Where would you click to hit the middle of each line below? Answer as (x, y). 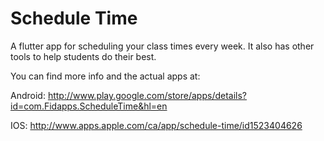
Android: (28, 95)
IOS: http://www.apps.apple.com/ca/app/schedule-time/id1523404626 (156, 125)
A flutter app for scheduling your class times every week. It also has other (162, 46)
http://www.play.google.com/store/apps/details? (147, 95)
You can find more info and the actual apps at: (105, 76)
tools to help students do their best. (83, 56)
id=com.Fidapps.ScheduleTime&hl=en (89, 106)
